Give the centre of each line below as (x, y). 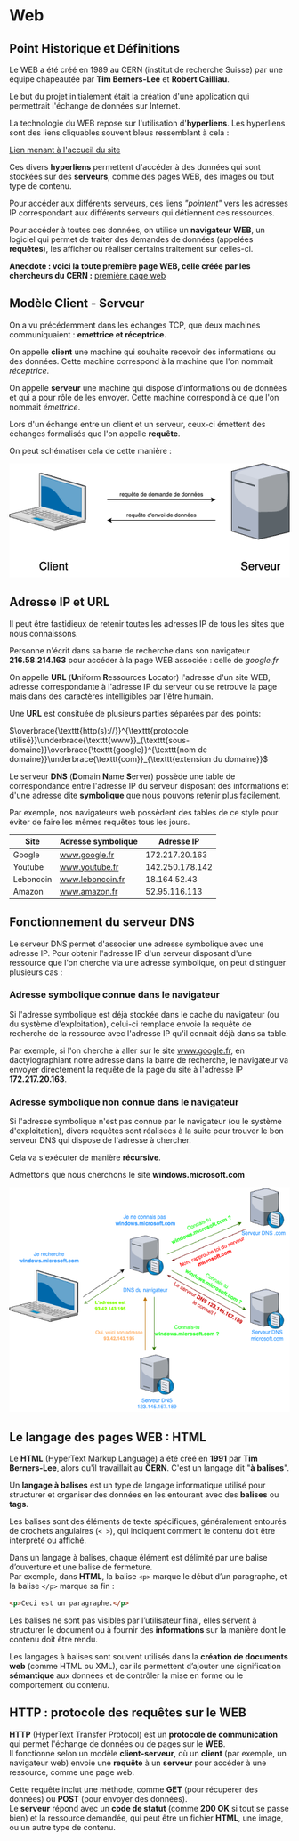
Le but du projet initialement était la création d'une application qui (129, 96)
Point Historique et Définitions (95, 49)
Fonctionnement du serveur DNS (102, 922)
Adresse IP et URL (60, 602)
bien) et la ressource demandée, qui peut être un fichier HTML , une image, (146, 1818)
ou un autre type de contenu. (62, 1827)
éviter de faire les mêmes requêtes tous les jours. (100, 822)
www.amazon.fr (89, 892)
